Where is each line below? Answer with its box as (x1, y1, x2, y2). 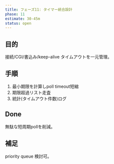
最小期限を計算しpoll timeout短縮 (12, 83, 79, 89)
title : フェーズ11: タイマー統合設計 (5, 7, 73, 12)
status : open (5, 20, 32, 26)
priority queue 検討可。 (5, 153, 52, 159)
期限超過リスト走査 (12, 89, 51, 95)
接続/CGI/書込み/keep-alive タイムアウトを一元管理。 (5, 54, 112, 60)
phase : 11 (5, 12, 25, 17)
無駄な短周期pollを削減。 (5, 123, 55, 129)
